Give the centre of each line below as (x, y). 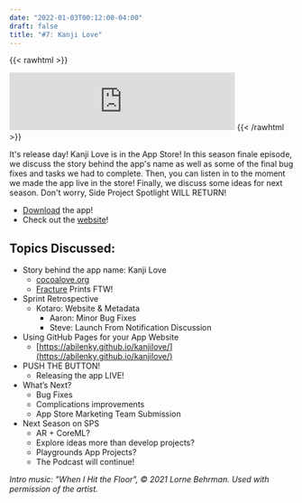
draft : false (34, 26)
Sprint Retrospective (60, 299)
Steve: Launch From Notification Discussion (130, 328)
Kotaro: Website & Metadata (88, 309)
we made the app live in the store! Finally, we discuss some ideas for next (146, 183)
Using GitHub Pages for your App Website (101, 337)
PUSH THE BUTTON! (61, 366)
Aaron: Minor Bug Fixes (93, 318)
